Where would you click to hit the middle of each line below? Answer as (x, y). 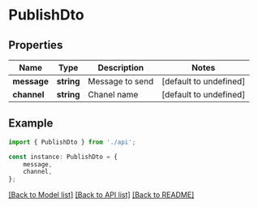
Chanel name (113, 95)
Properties (36, 45)
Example (31, 123)
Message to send (121, 81)
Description (121, 68)
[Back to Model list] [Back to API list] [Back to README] (101, 195)
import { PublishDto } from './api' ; (72, 142)
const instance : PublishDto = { (63, 157)
